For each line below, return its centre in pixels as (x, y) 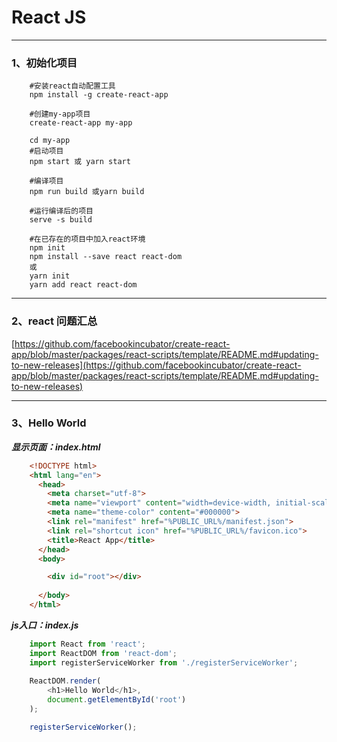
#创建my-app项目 (60, 114)
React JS (49, 17)
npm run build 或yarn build (87, 192)
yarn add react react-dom (83, 285)
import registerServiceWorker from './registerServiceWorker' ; (164, 662)
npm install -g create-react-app (99, 95)
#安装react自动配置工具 (72, 86)
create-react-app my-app (81, 123)
